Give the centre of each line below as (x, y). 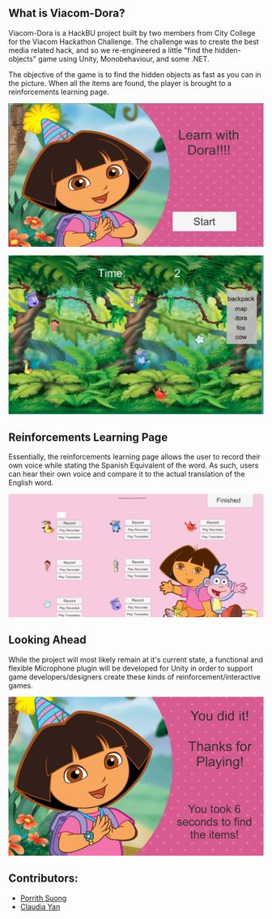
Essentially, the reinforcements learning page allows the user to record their (135, 457)
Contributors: (43, 879)
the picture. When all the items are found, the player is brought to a (120, 83)
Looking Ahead (47, 640)
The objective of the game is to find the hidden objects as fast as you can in (135, 74)
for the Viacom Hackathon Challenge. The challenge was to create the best (134, 41)
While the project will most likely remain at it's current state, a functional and (136, 659)
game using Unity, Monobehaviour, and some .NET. (123, 58)
